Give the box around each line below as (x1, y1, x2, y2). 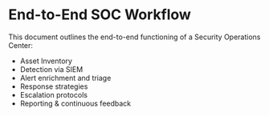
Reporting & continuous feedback (19, 98, 132, 108)
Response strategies (19, 82, 88, 91)
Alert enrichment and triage (19, 73, 112, 82)
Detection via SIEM (19, 64, 84, 74)
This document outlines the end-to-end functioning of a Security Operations (8, 32, 261, 42)
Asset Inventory (19, 56, 72, 66)
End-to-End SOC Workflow (8, 6, 191, 24)
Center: (8, 40, 34, 50)
